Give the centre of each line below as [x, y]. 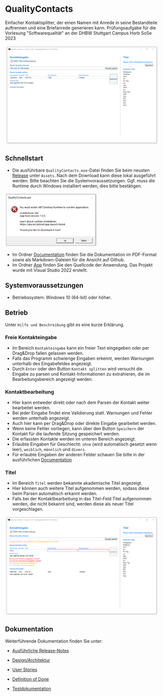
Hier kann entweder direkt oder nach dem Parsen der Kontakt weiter [81, 402]
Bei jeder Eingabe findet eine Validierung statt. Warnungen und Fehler [82, 413]
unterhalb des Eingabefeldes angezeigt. [52, 363]
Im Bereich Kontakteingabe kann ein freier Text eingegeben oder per [81, 348]
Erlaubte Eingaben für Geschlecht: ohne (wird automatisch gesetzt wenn [84, 444]
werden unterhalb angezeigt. [41, 418]
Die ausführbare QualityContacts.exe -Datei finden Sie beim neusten [81, 170]
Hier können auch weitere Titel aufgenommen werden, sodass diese [81, 488]
